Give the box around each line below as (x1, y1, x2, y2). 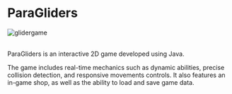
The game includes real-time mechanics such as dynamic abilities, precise (7, 63, 225, 71)
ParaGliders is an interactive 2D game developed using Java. (7, 49, 185, 58)
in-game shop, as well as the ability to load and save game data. (7, 78, 195, 86)
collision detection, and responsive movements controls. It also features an (7, 71, 226, 79)
